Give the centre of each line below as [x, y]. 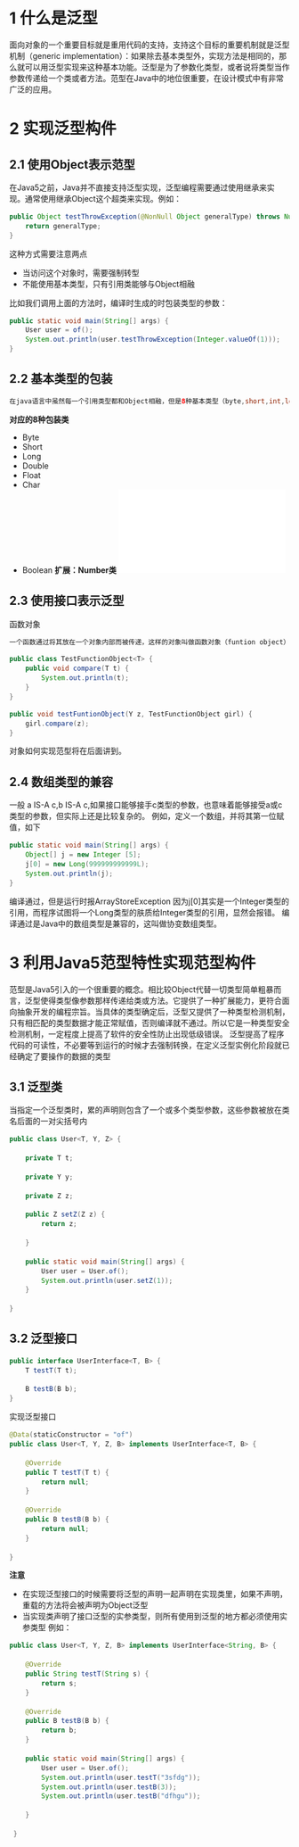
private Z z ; [49, 1196]
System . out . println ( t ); [85, 678]
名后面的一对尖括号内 [48, 1122]
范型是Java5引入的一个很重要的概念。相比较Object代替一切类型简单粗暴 [141, 989]
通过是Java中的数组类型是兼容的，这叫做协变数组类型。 [119, 923]
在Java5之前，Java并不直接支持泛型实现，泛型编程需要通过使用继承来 [138, 187]
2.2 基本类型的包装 [61, 379]
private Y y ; [49, 1177]
